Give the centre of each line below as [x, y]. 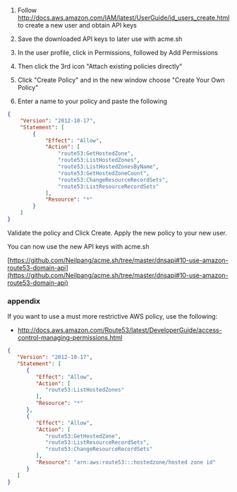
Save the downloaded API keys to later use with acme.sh [100, 39]
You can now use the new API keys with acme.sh [78, 246]
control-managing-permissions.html [70, 338]
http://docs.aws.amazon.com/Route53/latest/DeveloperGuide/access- [120, 330]
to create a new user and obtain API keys [77, 25]
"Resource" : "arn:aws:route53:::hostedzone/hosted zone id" [126, 462]
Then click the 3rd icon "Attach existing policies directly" [100, 66]
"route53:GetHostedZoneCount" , [104, 173]
